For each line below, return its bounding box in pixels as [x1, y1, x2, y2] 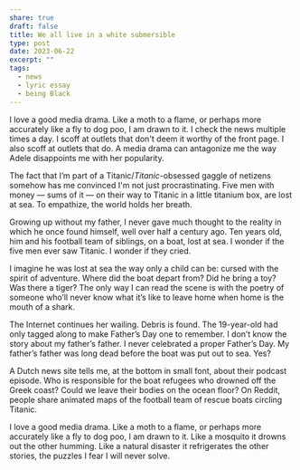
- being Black [17, 89, 70, 98]
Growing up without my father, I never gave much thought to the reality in [9, 216, 282, 227]
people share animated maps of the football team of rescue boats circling [9, 394, 283, 405]
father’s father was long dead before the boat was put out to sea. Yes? [9, 348, 271, 359]
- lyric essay [17, 81, 70, 90]
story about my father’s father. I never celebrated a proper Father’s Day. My [9, 338, 290, 349]
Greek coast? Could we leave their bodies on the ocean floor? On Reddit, [9, 384, 281, 395]
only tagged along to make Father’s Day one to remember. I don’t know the [9, 328, 287, 340]
